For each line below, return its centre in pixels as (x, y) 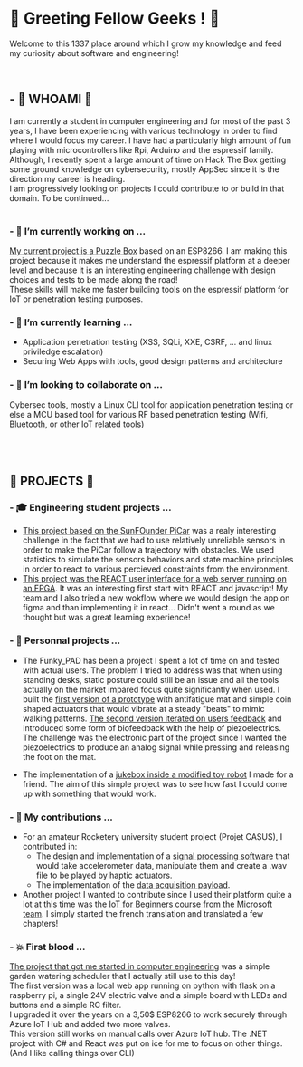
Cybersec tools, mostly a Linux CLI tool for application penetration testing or (151, 404)
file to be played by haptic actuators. (104, 875)
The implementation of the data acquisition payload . (133, 884)
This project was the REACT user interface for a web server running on (155, 579)
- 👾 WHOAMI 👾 (51, 99)
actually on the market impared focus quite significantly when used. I (151, 689)
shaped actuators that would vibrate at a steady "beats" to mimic (143, 708)
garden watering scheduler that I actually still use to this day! (123, 976)
